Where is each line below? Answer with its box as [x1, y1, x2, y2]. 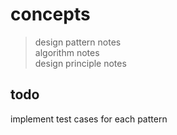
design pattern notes [34, 36, 122, 48]
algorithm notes [34, 46, 100, 58]
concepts [10, 3, 91, 26]
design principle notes [34, 57, 127, 69]
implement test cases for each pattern [10, 113, 168, 125]
